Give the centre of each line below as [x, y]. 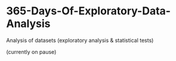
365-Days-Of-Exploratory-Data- [89, 11]
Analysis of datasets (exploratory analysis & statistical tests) [80, 40]
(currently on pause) [31, 51]
